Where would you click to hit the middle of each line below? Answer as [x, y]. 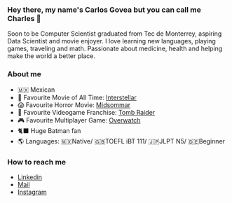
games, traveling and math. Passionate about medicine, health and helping [115, 49]
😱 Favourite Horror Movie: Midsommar [74, 105]
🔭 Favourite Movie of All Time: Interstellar [77, 97]
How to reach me [37, 162]
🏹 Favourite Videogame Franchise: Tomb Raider [86, 112]
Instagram [32, 192]
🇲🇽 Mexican [36, 90]
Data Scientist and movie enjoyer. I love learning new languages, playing [111, 41]
